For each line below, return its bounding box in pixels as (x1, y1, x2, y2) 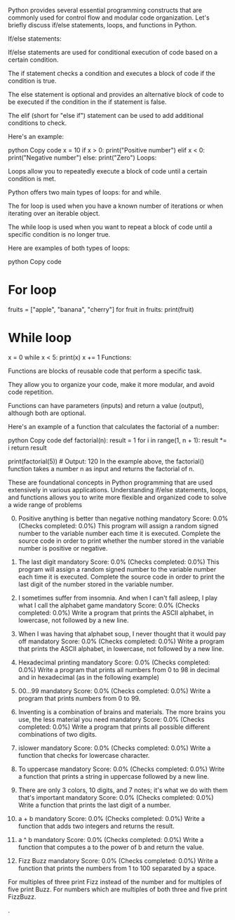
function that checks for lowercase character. (18, 751, 150, 759)
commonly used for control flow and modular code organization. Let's (8, 13, 210, 22)
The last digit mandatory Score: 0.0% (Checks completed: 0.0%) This (18, 558, 220, 566)
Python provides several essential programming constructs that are (8, 6, 203, 14)
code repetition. (8, 388, 54, 396)
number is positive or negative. (18, 544, 108, 552)
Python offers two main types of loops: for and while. (8, 188, 162, 196)
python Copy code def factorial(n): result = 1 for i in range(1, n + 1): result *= (8, 435, 227, 445)
